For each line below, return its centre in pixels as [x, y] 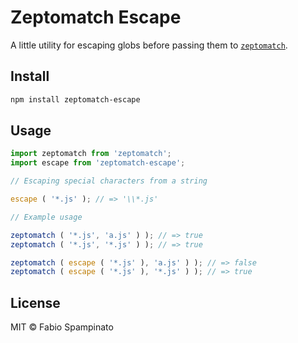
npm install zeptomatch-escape [75, 99]
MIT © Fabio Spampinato [62, 327]
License [35, 302]
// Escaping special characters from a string [109, 181]
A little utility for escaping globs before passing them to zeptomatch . [149, 45]
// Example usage [46, 217]
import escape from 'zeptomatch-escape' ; [98, 163]
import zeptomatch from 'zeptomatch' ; [91, 154]
